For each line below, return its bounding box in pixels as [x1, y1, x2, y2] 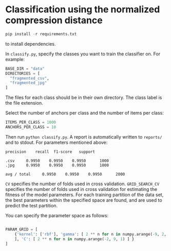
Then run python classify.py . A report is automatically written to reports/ [5, 133, 163, 140]
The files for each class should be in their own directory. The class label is [5, 94, 162, 101]
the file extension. [5, 100, 44, 106]
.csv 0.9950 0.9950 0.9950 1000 [5, 158, 109, 163]
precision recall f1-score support [5, 149, 96, 155]
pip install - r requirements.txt [5, 31, 77, 36]
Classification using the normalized [5, 4, 160, 15]
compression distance [5, 14, 103, 26]
